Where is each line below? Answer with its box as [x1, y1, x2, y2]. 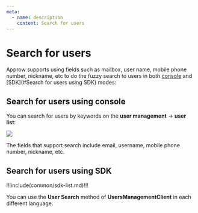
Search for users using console [6, 96, 126, 106]
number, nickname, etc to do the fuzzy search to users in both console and [6, 72, 193, 80]
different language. [6, 200, 54, 207]
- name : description [11, 14, 63, 21]
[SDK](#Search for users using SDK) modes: [6, 79, 117, 86]
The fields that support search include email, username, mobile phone [6, 142, 181, 149]
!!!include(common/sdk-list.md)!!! [6, 182, 88, 189]
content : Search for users [17, 20, 85, 26]
